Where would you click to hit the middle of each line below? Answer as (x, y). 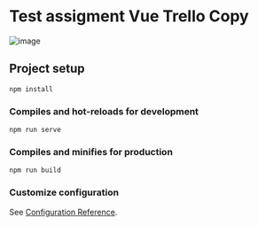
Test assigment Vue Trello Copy (129, 16)
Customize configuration (64, 192)
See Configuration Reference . (63, 212)
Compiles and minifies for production (91, 152)
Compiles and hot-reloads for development (104, 111)
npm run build (35, 170)
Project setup (47, 69)
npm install (31, 89)
